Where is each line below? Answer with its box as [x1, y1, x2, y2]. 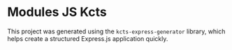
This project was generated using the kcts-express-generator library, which [7, 27, 226, 35]
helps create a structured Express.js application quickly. [7, 34, 168, 42]
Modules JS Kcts [7, 4, 107, 20]
